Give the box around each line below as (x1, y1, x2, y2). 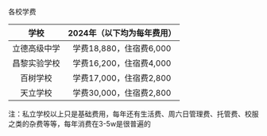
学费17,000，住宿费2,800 (72, 73, 172, 83)
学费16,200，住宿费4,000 (72, 58, 172, 69)
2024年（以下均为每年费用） (68, 28, 176, 38)
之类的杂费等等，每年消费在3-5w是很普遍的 (8, 119, 151, 128)
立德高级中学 (12, 43, 61, 54)
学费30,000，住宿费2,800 (72, 88, 172, 98)
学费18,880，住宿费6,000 (72, 43, 172, 54)
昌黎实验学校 (12, 58, 61, 69)
